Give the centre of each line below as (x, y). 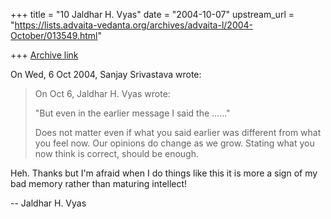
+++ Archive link (44, 55)
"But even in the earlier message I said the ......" (132, 113)
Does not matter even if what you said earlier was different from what (178, 132)
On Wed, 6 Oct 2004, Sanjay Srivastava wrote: (106, 74)
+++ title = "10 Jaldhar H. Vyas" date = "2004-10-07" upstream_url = (152, 14)
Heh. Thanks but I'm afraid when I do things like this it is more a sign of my (164, 173)
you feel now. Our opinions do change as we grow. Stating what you (174, 143)
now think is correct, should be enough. (117, 153)
